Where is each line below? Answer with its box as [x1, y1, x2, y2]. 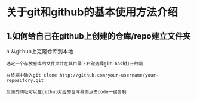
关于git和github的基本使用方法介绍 [6, 5, 178, 19]
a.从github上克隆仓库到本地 [6, 48, 73, 55]
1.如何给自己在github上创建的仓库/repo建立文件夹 [6, 31, 191, 41]
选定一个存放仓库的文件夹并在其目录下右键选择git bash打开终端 [6, 61, 143, 67]
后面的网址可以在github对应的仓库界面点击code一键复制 [6, 89, 127, 95]
